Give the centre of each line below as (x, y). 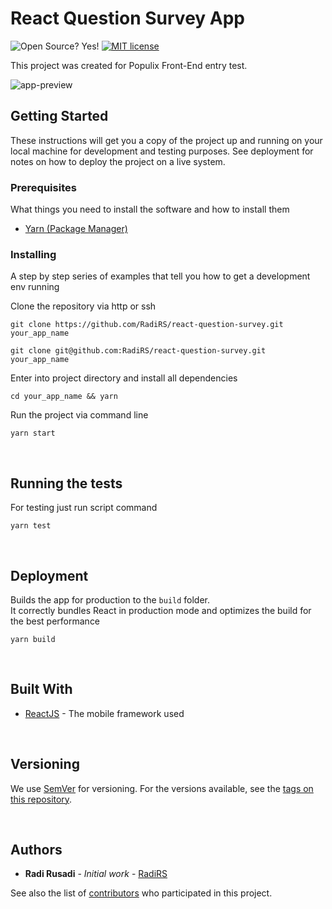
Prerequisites (43, 187)
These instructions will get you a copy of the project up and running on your (166, 140)
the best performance (55, 621)
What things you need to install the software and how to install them (150, 209)
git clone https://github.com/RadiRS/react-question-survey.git (147, 325)
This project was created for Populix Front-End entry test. (129, 65)
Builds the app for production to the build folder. (110, 599)
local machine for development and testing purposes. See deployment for (162, 151)
